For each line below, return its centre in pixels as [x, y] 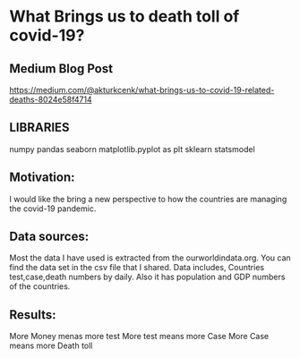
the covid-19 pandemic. [53, 209]
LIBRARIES [39, 128]
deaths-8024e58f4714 [51, 99]
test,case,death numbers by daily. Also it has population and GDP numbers [147, 277]
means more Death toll [51, 345]
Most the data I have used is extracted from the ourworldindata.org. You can [150, 258]
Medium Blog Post [61, 68]
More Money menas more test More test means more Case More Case [139, 337]
